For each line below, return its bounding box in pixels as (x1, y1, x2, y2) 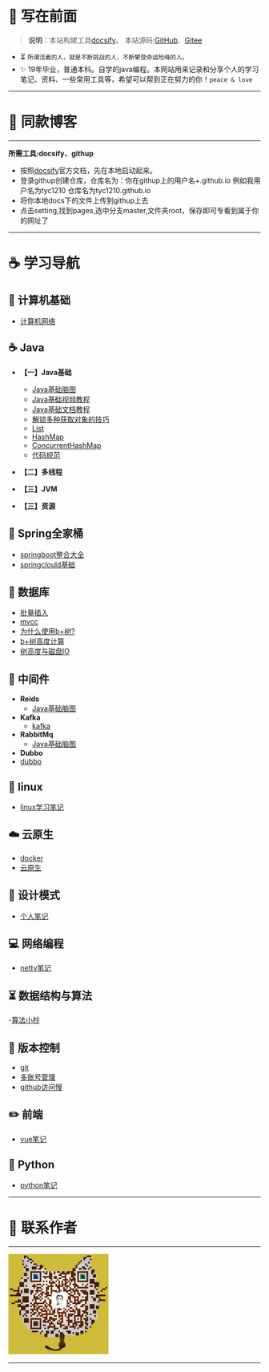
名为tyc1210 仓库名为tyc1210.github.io (26, 185, 151, 195)
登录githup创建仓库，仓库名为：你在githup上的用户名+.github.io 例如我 (19, 176, 254, 185)
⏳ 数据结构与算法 (8, 989, 93, 1003)
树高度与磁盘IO (19, 647, 70, 656)
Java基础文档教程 (31, 404, 90, 414)
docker (19, 853, 44, 862)
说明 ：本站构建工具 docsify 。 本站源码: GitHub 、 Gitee (27, 35, 203, 45)
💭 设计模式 (8, 889, 60, 902)
